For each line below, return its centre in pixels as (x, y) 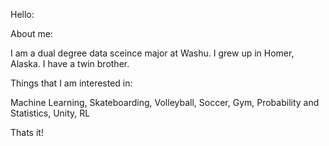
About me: (31, 33)
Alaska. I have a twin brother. (70, 63)
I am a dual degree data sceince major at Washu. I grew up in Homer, (152, 53)
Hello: (22, 14)
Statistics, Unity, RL (50, 113)
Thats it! (27, 132)
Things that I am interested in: (71, 83)
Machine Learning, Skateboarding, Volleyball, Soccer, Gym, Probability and (165, 102)
